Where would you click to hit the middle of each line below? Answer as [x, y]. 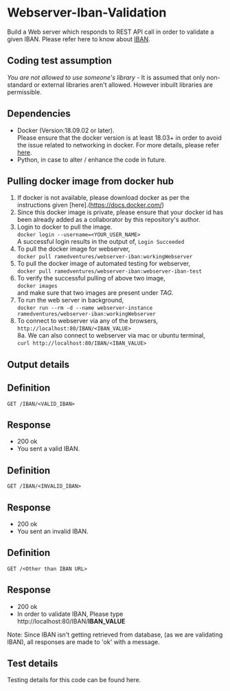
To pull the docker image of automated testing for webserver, [104, 264]
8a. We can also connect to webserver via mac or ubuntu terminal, [111, 336]
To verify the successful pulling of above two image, [91, 278]
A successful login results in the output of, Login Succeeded [101, 242]
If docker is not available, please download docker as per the [103, 198]
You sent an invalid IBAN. [53, 531]
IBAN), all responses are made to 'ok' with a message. [83, 641]
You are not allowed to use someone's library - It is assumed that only [106, 77]
